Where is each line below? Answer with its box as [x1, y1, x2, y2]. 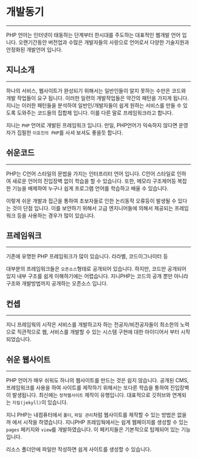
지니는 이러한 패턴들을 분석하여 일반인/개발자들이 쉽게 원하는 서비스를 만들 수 [6, 102, 182, 109]
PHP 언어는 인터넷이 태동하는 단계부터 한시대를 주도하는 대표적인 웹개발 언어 [6, 31, 181, 38]
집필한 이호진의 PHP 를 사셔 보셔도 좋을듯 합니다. [16, 129, 124, 136]
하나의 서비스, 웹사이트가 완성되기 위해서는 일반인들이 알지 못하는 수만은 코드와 [6, 87, 186, 94]
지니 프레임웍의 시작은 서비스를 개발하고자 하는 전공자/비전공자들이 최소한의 [6, 321, 179, 328]
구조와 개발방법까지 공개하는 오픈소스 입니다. [6, 280, 108, 287]
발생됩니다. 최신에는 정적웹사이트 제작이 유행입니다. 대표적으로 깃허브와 [12, 392, 171, 398]
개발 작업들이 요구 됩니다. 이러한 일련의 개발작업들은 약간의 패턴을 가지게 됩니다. [6, 95, 189, 102]
